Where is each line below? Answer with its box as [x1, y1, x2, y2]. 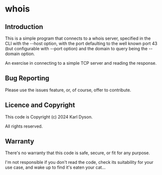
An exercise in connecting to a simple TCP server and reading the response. [5, 60, 157, 66]
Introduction [5, 23, 44, 31]
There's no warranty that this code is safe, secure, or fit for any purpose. [5, 150, 150, 156]
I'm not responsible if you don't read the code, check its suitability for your [5, 160, 154, 165]
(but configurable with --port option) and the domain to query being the [5, 46, 148, 51]
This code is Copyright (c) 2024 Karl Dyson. [5, 114, 93, 119]
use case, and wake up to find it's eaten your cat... [5, 164, 106, 170]
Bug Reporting [5, 74, 50, 83]
